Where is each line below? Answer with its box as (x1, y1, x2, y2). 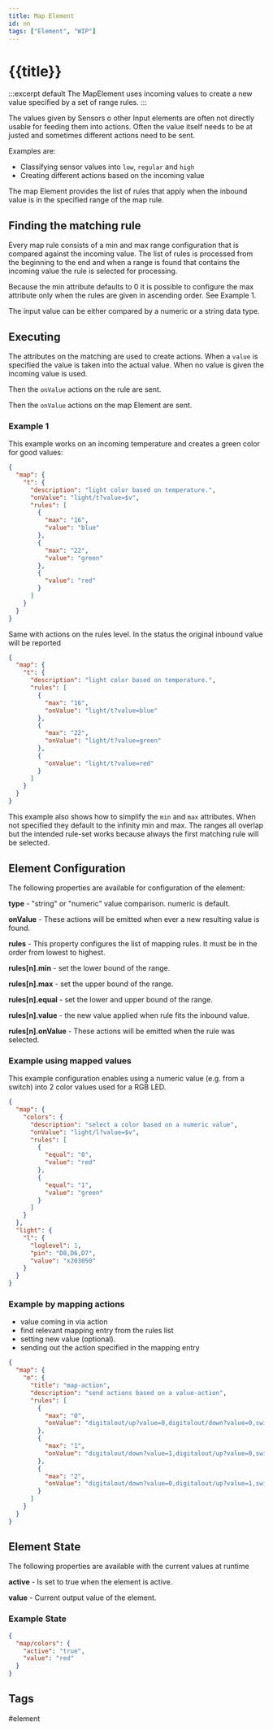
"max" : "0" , (44, 1411, 85, 1419)
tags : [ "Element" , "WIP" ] (8, 27, 96, 35)
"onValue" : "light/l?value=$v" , (29, 1128, 140, 1137)
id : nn (8, 20, 31, 28)
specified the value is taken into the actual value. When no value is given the (8, 359, 265, 370)
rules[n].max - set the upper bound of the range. (8, 979, 174, 989)
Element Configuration (8, 861, 126, 875)
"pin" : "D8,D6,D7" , (29, 1249, 96, 1257)
